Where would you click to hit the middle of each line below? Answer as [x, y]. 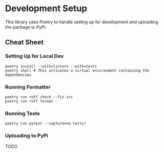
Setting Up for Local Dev [34, 56]
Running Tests [22, 113]
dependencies [18, 75]
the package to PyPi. [26, 27]
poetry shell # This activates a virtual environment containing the [77, 70]
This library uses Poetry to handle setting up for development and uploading [82, 22]
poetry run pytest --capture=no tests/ [46, 124]
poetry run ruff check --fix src [39, 97]
